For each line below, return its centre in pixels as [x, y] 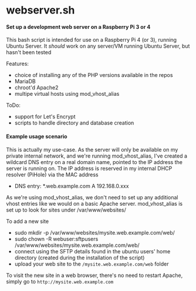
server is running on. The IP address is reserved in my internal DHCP [89, 168]
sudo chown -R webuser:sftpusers [56, 239]
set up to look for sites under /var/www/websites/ [66, 210]
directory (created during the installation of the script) [80, 257]
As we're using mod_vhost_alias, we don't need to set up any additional [92, 197]
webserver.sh [40, 10]
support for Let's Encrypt [45, 117]
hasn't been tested [29, 52]
